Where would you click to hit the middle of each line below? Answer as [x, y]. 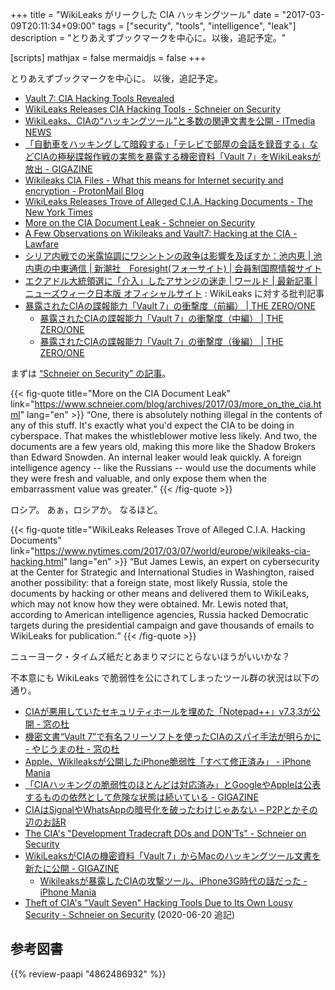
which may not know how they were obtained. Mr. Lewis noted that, [149, 604]
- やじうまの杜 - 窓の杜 [72, 749]
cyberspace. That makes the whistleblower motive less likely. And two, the [164, 436]
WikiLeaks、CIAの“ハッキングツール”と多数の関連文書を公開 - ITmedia [170, 121]
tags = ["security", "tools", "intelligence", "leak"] [197, 26]
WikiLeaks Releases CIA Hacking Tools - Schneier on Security [153, 109]
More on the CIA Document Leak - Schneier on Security [140, 222]
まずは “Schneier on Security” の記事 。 [91, 373]
